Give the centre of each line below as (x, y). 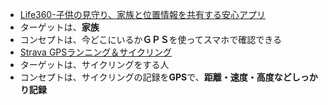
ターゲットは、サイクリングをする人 (94, 64)
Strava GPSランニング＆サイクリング (95, 52)
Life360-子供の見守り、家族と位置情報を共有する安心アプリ (143, 14)
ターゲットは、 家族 (59, 27)
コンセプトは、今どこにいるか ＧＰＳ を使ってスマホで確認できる (150, 39)
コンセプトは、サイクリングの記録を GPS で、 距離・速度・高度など (155, 77)
